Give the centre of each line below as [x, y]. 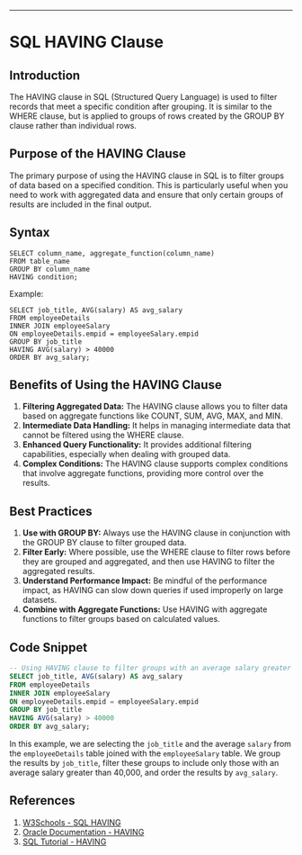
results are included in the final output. [81, 204]
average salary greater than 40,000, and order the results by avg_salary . [144, 773]
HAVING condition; [44, 277]
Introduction [45, 75]
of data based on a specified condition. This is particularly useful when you [149, 184]
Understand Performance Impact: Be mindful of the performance [145, 580]
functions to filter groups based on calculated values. [121, 619]
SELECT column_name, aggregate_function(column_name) [112, 253]
